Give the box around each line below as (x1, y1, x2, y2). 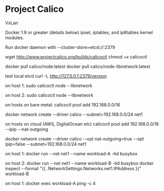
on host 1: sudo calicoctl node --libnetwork (5, 83, 93, 89)
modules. (5, 35, 24, 41)
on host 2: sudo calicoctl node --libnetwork (5, 92, 93, 98)
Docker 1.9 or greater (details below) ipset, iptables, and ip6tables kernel (5, 29, 153, 35)
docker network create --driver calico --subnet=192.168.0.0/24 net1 (5, 111, 143, 117)
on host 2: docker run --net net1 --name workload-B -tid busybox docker (5, 160, 154, 166)
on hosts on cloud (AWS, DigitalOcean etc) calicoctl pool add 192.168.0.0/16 (5, 121, 159, 127)
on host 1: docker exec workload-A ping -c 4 (5, 180, 96, 186)
